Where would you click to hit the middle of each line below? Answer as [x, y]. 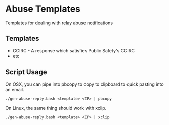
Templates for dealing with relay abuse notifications [59, 23]
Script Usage [26, 72]
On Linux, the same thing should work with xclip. [56, 108]
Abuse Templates [43, 9]
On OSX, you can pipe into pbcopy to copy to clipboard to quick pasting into [85, 84]
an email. [15, 89]
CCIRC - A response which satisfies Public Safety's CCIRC [74, 50]
